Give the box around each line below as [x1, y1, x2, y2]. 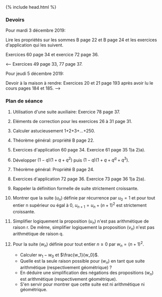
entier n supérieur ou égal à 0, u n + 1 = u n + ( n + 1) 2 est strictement [12, 201, 147, 209]
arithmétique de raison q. [12, 231, 64, 237]
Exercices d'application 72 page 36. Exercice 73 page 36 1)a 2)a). [12, 176, 146, 182]
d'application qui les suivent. [5, 42, 63, 48]
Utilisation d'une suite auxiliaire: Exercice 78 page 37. [12, 109, 121, 115]
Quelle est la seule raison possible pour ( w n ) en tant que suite [20, 258, 145, 265]
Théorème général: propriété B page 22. [12, 137, 95, 143]
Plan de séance [5, 98, 43, 104]
